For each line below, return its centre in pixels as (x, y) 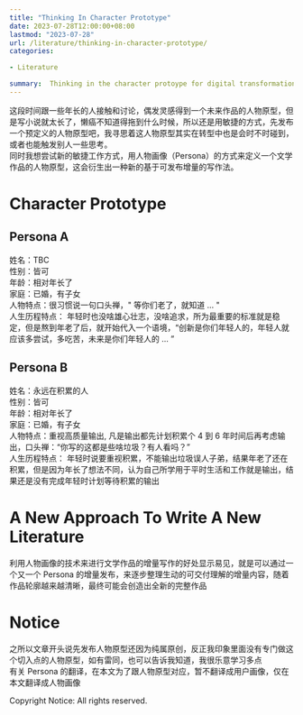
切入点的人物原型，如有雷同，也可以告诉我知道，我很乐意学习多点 (139, 660)
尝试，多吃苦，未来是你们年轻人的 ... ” (104, 338)
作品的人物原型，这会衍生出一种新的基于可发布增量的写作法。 (124, 167)
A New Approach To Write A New (135, 517)
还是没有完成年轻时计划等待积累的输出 (88, 481)
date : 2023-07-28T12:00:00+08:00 (72, 26)
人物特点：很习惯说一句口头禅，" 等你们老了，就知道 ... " (115, 305)
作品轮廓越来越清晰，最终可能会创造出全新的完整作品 (108, 585)
